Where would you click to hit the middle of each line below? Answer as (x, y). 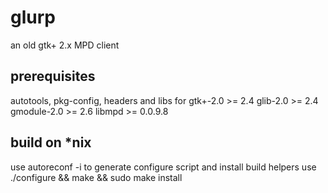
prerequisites (53, 76)
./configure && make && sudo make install (96, 177)
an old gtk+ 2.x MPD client (65, 45)
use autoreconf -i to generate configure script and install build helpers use (163, 167)
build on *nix (51, 142)
